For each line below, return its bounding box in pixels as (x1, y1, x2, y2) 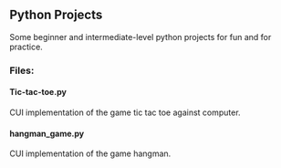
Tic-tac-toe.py (9, 87, 67, 98)
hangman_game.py (9, 128, 85, 139)
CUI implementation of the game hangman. (9, 148, 172, 159)
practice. (9, 41, 43, 52)
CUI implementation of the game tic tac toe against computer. (9, 107, 241, 118)
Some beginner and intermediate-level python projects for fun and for (9, 31, 272, 42)
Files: (9, 64, 35, 77)
